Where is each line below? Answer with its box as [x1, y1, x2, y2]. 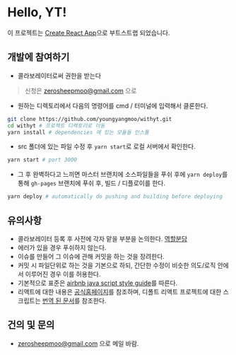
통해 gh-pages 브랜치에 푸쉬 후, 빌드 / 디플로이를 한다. [17, 179, 166, 187]
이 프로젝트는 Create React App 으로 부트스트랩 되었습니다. [7, 28, 170, 37]
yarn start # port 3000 [7, 156, 78, 163]
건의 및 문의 [7, 319, 55, 331]
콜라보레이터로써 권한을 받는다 [17, 71, 101, 80]
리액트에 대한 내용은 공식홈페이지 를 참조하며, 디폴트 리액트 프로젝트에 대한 [17, 287, 222, 296]
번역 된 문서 [42, 296, 75, 305]
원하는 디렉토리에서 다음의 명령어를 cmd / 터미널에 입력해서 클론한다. [17, 101, 208, 110]
